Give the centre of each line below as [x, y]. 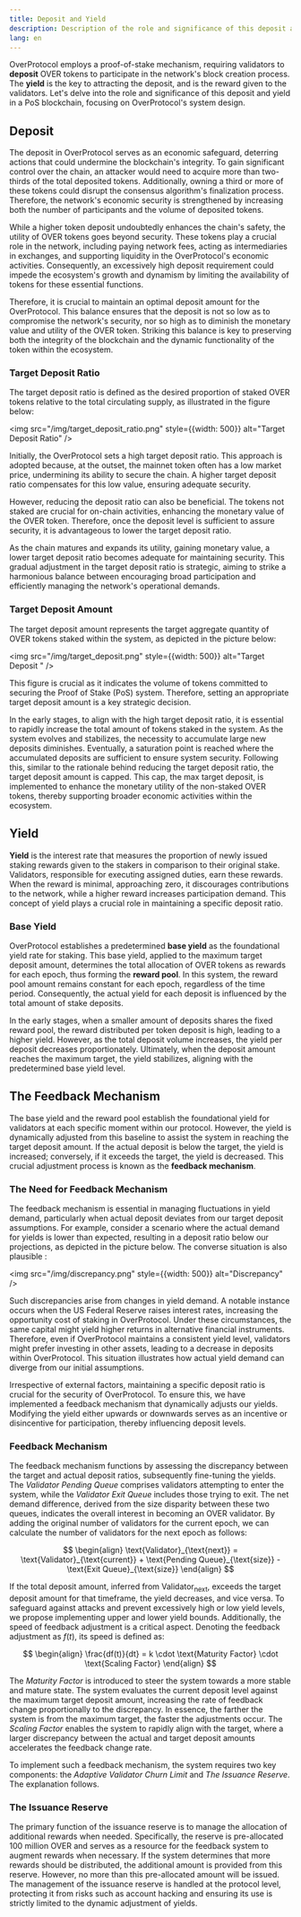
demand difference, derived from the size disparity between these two [140, 1504]
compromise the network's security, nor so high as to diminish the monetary [150, 321]
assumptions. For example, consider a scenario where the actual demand [145, 1228]
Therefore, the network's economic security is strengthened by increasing [146, 200]
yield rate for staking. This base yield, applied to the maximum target [136, 955]
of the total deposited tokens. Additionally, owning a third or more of [158, 181]
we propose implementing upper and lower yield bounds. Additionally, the [146, 1618]
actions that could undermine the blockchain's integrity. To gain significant [147, 163]
